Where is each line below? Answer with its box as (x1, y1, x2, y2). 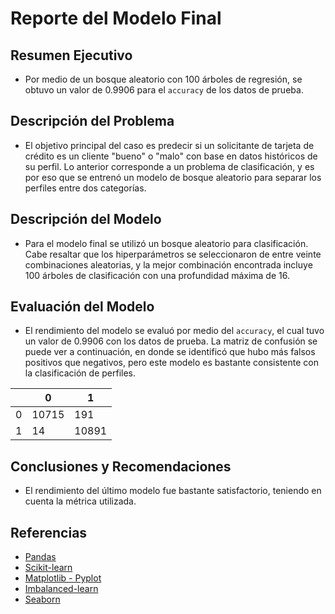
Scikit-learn (24, 562, 73, 574)
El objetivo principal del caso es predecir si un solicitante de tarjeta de (24, 139, 315, 151)
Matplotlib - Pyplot (24, 572, 102, 584)
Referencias (10, 524, 88, 541)
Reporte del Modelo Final (10, 7, 222, 30)
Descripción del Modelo (10, 211, 162, 228)
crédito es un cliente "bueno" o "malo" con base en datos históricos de (24, 150, 318, 162)
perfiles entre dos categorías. (24, 182, 147, 194)
